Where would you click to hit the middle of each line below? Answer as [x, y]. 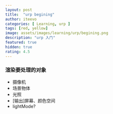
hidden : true [19, 47]
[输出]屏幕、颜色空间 [34, 100]
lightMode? [24, 106]
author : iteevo [21, 19]
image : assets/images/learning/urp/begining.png [57, 33]
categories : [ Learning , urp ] [38, 24]
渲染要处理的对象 [26, 70]
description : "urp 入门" [30, 38]
